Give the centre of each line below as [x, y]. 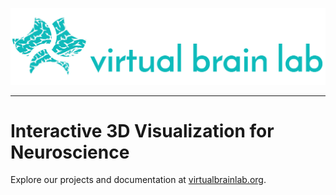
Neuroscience [70, 152]
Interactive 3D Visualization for [142, 130]
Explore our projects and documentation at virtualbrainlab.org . [138, 180]
